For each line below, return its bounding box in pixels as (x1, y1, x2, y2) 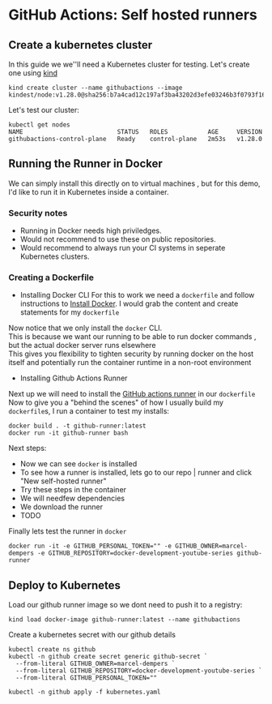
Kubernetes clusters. (19, 251, 90, 261)
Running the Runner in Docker (8, 157, 164, 171)
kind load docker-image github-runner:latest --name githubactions (8, 616, 241, 624)
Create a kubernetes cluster (8, 38, 153, 52)
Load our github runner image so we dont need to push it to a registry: (8, 600, 243, 610)
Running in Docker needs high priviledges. (19, 225, 162, 236)
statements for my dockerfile (19, 307, 120, 317)
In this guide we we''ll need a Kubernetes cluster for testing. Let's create (8, 59, 250, 69)
